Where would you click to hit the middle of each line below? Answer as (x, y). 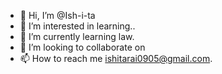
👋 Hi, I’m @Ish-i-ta (57, 15)
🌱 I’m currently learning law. (77, 36)
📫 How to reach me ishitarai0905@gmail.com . (116, 58)
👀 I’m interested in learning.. (77, 26)
